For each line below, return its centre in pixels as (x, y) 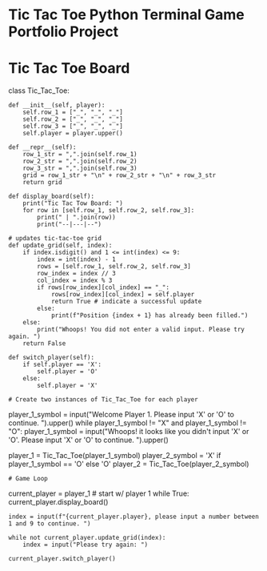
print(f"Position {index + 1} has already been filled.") (149, 316)
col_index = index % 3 (75, 281)
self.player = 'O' (68, 372)
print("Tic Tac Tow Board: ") (73, 203)
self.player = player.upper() (73, 134)
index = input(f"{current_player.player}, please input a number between (134, 517)
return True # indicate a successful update (126, 302)
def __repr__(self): (43, 147)
